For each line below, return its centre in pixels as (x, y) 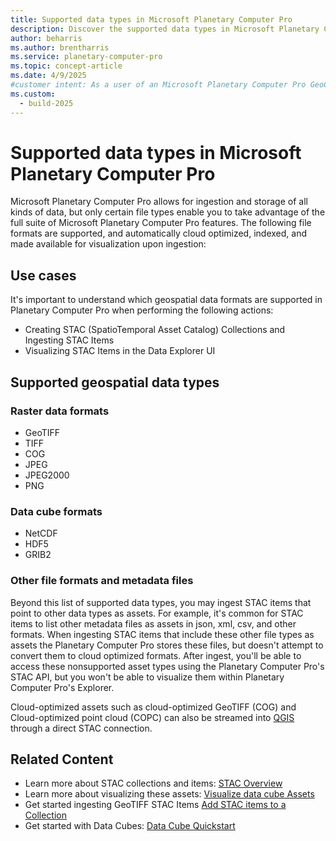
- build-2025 (46, 103)
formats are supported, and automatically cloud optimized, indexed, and (158, 233)
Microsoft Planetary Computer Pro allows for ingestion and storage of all (159, 202)
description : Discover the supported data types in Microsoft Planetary (165, 29)
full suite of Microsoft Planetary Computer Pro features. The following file (161, 223)
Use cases (43, 275)
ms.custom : (33, 94)
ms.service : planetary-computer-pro (86, 57)
